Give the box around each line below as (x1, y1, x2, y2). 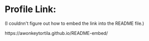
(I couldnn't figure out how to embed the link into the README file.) (5, 20, 144, 26)
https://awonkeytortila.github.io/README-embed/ (5, 30, 108, 36)
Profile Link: (5, 4, 57, 15)
